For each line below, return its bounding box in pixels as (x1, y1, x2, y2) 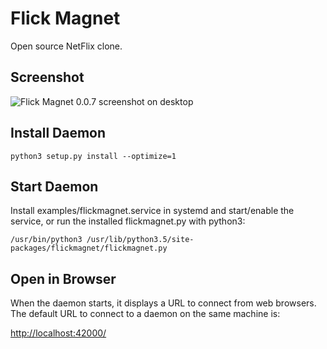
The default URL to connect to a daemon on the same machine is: (10, 308, 281, 320)
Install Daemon (10, 125, 107, 142)
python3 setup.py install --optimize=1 (10, 151, 177, 161)
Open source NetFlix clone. (10, 40, 123, 52)
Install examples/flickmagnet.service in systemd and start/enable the (10, 205, 295, 217)
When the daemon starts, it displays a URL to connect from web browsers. (10, 297, 317, 309)
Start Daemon (10, 178, 99, 195)
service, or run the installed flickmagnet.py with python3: (10, 215, 246, 227)
